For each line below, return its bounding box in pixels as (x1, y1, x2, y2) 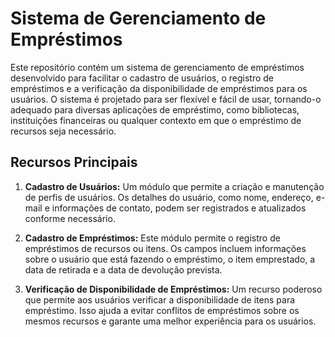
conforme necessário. (24, 212, 116, 224)
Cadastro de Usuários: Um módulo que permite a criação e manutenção (24, 180, 325, 192)
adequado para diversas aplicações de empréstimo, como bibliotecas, (10, 103, 300, 116)
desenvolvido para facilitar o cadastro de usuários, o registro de (10, 72, 275, 84)
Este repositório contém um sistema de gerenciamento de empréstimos (10, 61, 305, 73)
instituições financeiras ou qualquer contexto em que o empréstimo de (10, 114, 302, 126)
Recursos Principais (10, 154, 138, 171)
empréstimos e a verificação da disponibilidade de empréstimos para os (10, 82, 308, 94)
